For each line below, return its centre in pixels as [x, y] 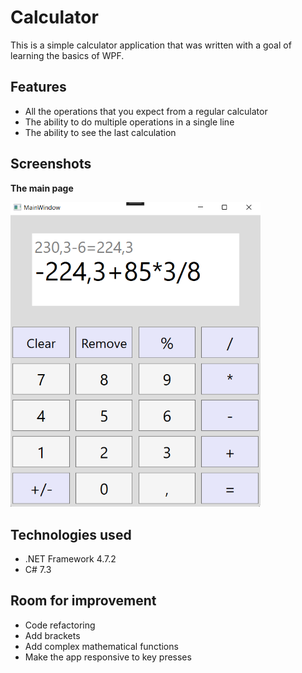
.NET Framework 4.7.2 [70, 558]
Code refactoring [60, 625]
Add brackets [52, 635]
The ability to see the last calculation [100, 132]
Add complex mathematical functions [101, 646]
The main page [42, 188]
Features [38, 87]
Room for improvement [83, 601]
